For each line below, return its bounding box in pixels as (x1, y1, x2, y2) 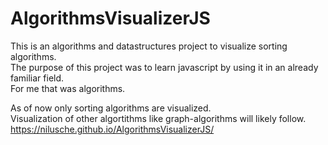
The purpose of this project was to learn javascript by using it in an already (10, 61, 319, 73)
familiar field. (10, 72, 65, 84)
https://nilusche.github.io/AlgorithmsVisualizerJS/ (10, 123, 215, 135)
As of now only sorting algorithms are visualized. (10, 102, 212, 114)
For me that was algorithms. (10, 82, 126, 94)
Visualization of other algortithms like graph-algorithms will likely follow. (10, 112, 307, 124)
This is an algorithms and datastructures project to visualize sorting (10, 40, 288, 52)
